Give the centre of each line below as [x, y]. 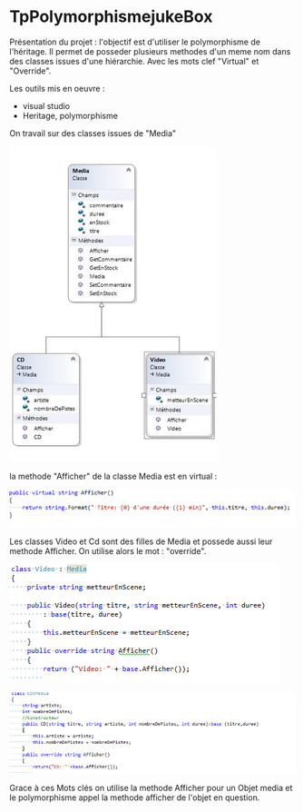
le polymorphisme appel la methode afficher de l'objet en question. [135, 797]
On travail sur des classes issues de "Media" [93, 133]
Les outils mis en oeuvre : [57, 88]
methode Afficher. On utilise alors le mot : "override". [108, 551]
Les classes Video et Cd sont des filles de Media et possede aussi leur [141, 541]
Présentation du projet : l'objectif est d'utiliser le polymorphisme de [135, 42]
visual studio [46, 105]
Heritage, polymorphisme [70, 115]
